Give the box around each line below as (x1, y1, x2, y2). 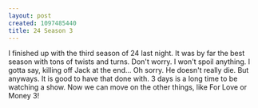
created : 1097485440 (8, 19, 77, 27)
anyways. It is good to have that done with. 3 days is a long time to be (8, 74, 238, 84)
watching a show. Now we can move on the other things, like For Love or (8, 82, 248, 92)
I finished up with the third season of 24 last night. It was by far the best (8, 49, 245, 58)
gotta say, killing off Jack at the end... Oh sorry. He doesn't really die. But (8, 66, 249, 75)
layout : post (8, 11, 52, 20)
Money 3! (8, 91, 40, 101)
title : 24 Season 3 (8, 26, 73, 34)
